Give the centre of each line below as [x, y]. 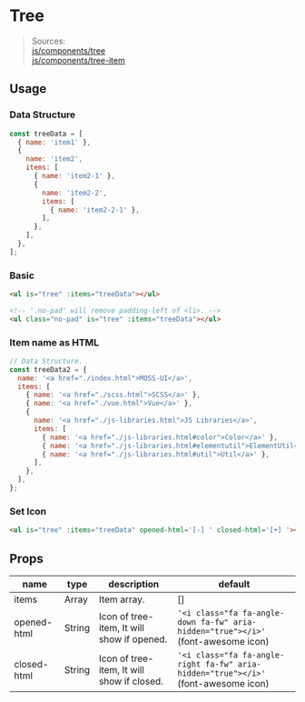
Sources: [49, 41]
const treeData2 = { [49, 369]
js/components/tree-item [78, 60]
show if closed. [131, 681]
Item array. [122, 599]
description [134, 584]
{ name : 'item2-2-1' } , [95, 210]
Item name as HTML [54, 342]
